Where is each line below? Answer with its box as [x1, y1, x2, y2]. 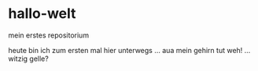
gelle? [29, 54, 49, 63]
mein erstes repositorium [8, 30, 89, 40]
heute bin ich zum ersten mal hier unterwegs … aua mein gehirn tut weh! [8, 45, 243, 55]
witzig [8, 54, 28, 63]
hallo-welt [8, 5, 76, 23]
